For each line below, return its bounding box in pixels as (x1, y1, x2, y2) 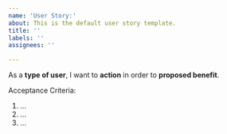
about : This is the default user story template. (8, 19, 177, 27)
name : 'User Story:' (8, 11, 77, 20)
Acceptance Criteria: (8, 85, 76, 96)
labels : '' (8, 33, 45, 42)
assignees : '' (8, 41, 56, 49)
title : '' (8, 26, 41, 34)
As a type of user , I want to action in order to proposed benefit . (8, 70, 220, 80)
